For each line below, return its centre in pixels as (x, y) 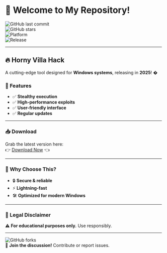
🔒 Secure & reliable (32, 180)
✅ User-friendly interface (39, 108)
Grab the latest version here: (34, 144)
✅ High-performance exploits (44, 102)
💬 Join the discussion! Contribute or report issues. (57, 245)
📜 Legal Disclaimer (28, 215)
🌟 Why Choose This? (31, 169)
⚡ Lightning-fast (30, 188)
